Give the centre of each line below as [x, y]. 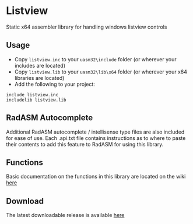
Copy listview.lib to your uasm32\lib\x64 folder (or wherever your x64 [101, 72]
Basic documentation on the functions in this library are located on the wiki [96, 177]
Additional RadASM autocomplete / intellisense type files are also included [95, 132]
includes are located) [40, 65]
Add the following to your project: [55, 84]
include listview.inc [32, 94]
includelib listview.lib [36, 100]
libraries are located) [39, 78]
